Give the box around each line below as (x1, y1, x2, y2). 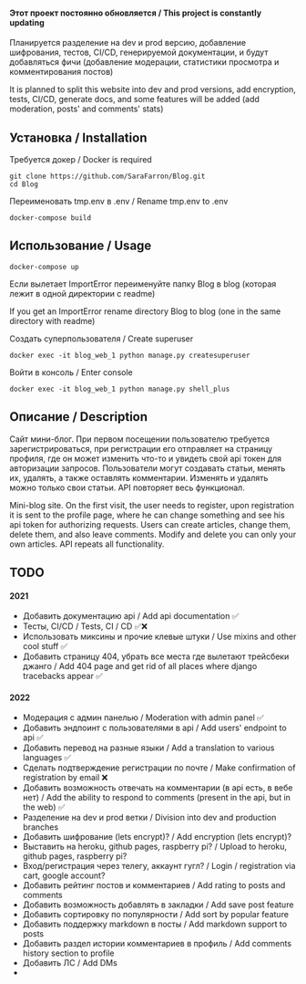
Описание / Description (9, 409, 148, 424)
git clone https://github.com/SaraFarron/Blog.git (9, 172, 206, 182)
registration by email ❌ (22, 772, 108, 783)
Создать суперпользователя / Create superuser (9, 333, 194, 344)
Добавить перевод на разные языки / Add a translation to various (22, 742, 275, 753)
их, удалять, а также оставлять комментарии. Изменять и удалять (9, 472, 269, 483)
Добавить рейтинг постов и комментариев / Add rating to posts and (22, 880, 286, 891)
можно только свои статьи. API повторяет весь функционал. (9, 482, 246, 493)
